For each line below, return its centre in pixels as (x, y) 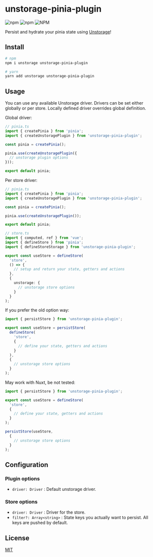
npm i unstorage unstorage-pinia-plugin (47, 63)
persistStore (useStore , (29, 431)
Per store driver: (21, 180)
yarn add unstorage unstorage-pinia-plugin (50, 76)
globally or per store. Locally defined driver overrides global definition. (76, 108)
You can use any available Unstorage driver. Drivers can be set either (74, 103)
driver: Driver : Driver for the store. (49, 512)
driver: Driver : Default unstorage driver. (54, 489)
